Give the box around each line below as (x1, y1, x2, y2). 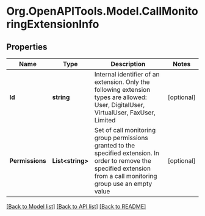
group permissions (94, 133, 148, 142)
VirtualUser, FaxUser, (94, 108, 156, 117)
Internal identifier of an (94, 70, 160, 78)
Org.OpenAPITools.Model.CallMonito (6, 4, 198, 18)
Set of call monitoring (94, 126, 156, 134)
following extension (94, 86, 151, 94)
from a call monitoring (94, 172, 157, 180)
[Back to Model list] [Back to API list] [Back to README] (6, 203, 146, 210)
